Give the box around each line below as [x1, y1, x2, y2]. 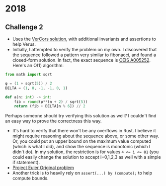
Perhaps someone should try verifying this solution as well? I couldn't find [5, 113, 157, 119]
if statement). [12, 160, 40, 166]
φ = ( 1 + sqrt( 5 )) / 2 [5, 81, 52, 86]
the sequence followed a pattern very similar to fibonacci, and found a [12, 52, 157, 58]
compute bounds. [12, 175, 49, 182]
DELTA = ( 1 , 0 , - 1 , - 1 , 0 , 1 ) [5, 86, 68, 91]
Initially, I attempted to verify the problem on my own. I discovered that [12, 47, 157, 52]
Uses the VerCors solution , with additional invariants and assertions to [12, 36, 157, 42]
